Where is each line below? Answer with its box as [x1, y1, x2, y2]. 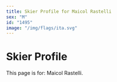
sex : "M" [6, 14, 28, 20]
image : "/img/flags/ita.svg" [6, 25, 78, 31]
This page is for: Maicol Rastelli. [6, 70, 83, 77]
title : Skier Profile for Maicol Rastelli [6, 8, 112, 15]
